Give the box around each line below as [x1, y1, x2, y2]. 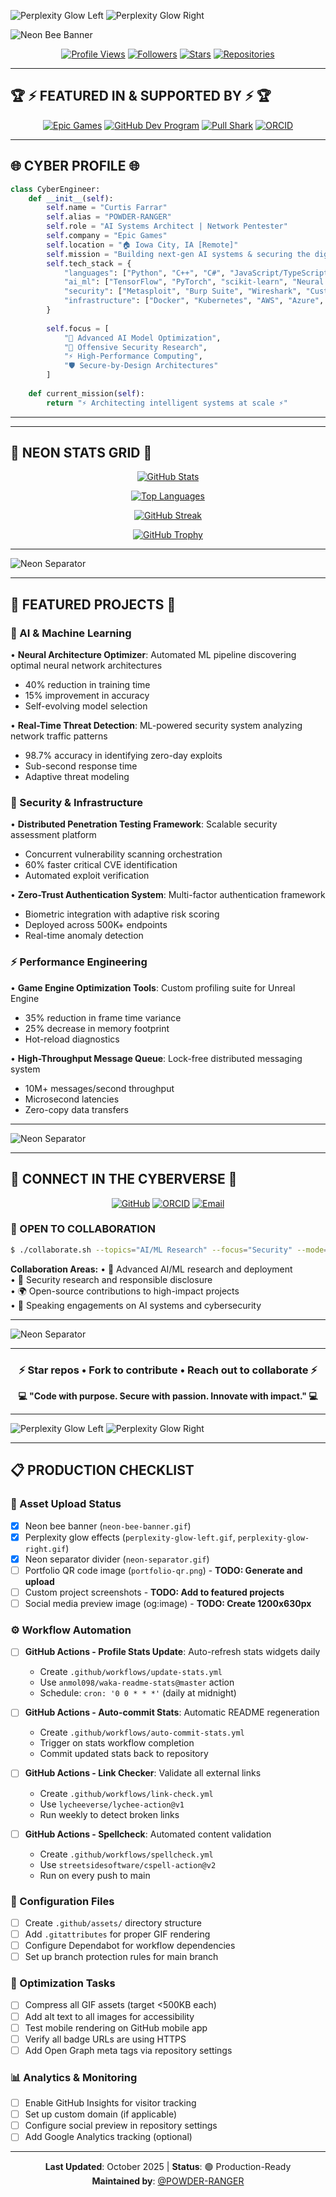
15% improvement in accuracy [24, 690, 150, 702]
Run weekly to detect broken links [39, 1808, 180, 1820]
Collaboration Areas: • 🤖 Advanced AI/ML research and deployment [10, 1263, 293, 1275]
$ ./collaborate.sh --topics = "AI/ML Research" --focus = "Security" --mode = [10, 1245, 329, 1255]
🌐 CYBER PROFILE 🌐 [10, 158, 140, 175]
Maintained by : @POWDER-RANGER [91, 2175, 245, 2187]
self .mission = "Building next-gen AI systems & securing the [46, 249, 311, 259]
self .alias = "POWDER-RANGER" [46, 212, 172, 222]
